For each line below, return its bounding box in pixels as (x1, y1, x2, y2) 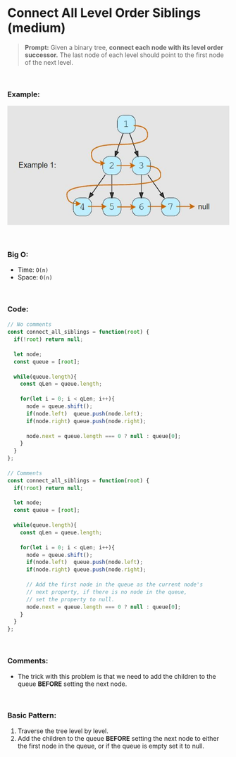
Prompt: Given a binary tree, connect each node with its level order (24, 43, 224, 51)
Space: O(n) (17, 273, 53, 282)
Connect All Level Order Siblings (7, 5, 201, 21)
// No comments (7, 321, 52, 328)
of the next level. (24, 58, 74, 66)
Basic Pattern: (7, 711, 57, 720)
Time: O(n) (17, 265, 49, 274)
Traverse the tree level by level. (17, 727, 109, 735)
